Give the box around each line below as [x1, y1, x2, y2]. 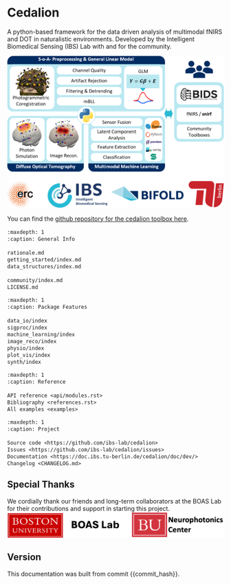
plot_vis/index [7, 352, 51, 358]
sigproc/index [7, 324, 48, 331]
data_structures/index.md [7, 263, 81, 270]
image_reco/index [7, 338, 57, 345]
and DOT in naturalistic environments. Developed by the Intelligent [7, 34, 195, 43]
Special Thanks [7, 479, 75, 490]
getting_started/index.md [7, 256, 81, 263]
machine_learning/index [7, 331, 76, 338]
